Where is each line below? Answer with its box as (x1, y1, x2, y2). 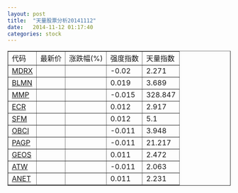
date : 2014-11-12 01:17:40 (7, 23, 93, 31)
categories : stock (7, 30, 62, 38)
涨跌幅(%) (69, 54, 103, 64)
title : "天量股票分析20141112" (7, 17, 97, 24)
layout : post (7, 10, 46, 18)
